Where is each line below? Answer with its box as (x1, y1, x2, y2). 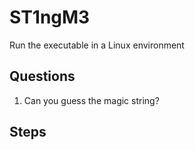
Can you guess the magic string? (23, 94, 160, 106)
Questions (9, 68, 76, 85)
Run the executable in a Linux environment (9, 39, 185, 51)
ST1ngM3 (9, 6, 91, 29)
